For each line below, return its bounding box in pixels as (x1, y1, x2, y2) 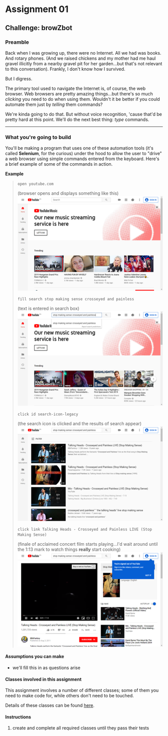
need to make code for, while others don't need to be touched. (5, 693, 134, 699)
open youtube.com (17, 182, 54, 187)
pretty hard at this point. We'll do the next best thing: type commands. (5, 116, 149, 122)
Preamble (5, 39, 29, 46)
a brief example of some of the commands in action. (5, 161, 113, 167)
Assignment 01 (5, 4, 69, 15)
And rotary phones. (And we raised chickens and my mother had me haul (5, 55, 156, 61)
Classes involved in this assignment (5, 676, 81, 682)
